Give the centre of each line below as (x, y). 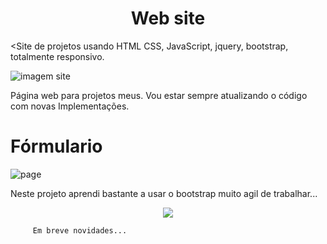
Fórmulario (56, 146)
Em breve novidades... (80, 230)
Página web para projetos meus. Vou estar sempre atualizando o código (159, 95)
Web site (168, 18)
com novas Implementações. (70, 106)
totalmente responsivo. (57, 56)
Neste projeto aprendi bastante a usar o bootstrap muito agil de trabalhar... (164, 193)
